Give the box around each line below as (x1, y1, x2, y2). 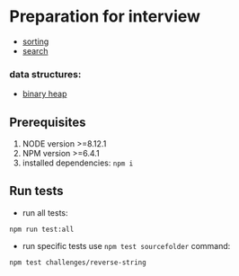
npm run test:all (9, 225, 75, 234)
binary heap (22, 88, 67, 100)
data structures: (9, 67, 82, 80)
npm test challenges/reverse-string (9, 258, 146, 267)
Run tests (9, 183, 64, 199)
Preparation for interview (9, 6, 200, 27)
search (22, 45, 49, 56)
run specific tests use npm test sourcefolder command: (22, 240, 231, 251)
